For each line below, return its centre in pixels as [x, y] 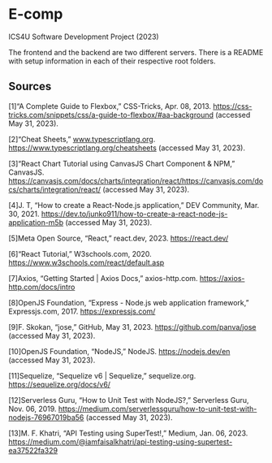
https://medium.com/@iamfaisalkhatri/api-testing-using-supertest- [121, 441]
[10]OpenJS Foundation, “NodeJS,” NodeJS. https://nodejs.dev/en [119, 351]
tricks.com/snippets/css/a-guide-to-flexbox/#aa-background [111, 115]
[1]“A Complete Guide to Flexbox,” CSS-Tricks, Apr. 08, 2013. [110, 106]
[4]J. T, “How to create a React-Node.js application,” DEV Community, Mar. [134, 205]
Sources [30, 87]
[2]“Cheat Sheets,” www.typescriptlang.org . [82, 139]
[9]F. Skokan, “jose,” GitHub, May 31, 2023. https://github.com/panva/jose [132, 327]
